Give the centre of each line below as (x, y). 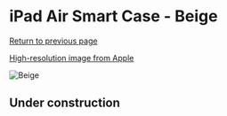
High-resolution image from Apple (72, 58)
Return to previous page (53, 41)
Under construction (65, 103)
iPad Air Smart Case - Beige (113, 16)
